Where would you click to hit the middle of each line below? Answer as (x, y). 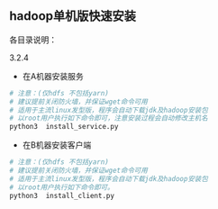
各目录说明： (33, 40)
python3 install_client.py (62, 195)
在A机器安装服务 (53, 76)
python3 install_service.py (64, 127)
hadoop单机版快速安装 (73, 16)
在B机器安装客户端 (57, 145)
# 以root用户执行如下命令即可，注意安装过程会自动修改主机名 (109, 118)
